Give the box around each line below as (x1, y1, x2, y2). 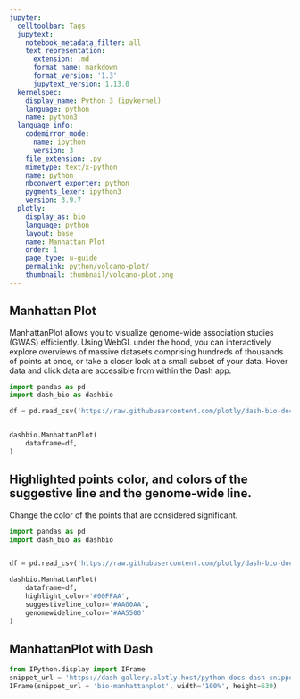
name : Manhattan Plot (25, 237, 105, 246)
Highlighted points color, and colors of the (9, 472, 248, 487)
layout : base (25, 229, 74, 237)
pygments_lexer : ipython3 (25, 187, 122, 196)
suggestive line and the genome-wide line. (9, 486, 252, 501)
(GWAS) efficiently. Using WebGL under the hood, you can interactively (9, 337, 271, 347)
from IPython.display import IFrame (9, 665, 146, 674)
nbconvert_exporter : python (25, 179, 129, 188)
